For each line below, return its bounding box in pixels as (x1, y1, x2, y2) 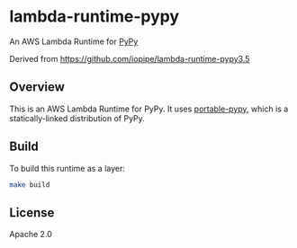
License (9, 205, 55, 220)
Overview (9, 79, 66, 95)
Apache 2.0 (9, 229, 52, 240)
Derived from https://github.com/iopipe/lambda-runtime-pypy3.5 (9, 53, 250, 64)
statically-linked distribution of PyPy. (9, 112, 146, 123)
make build (9, 180, 50, 190)
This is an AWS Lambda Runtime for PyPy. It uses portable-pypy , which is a (9, 103, 289, 114)
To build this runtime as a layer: (9, 163, 126, 173)
